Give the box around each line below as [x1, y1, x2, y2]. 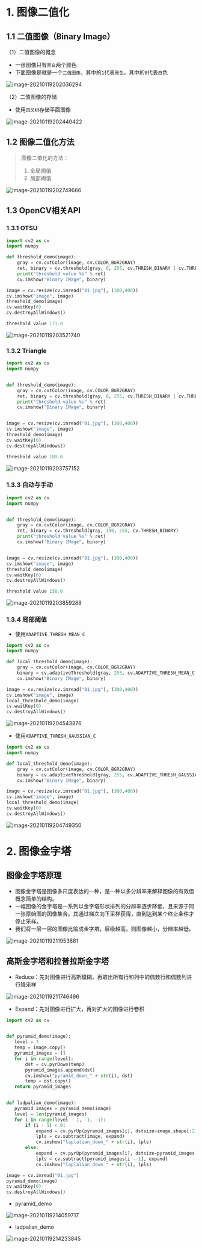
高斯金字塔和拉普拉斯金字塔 [6, 956, 109, 967]
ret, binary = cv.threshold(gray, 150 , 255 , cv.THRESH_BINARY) [17, 528, 179, 534]
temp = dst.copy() [25, 1078, 71, 1084]
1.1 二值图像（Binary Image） [6, 31, 115, 42]
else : [25, 1145, 39, 1151]
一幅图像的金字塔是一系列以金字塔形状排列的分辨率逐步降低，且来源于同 [14, 902, 194, 909]
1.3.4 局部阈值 [6, 616, 47, 624]
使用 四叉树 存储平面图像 [14, 106, 71, 113]
